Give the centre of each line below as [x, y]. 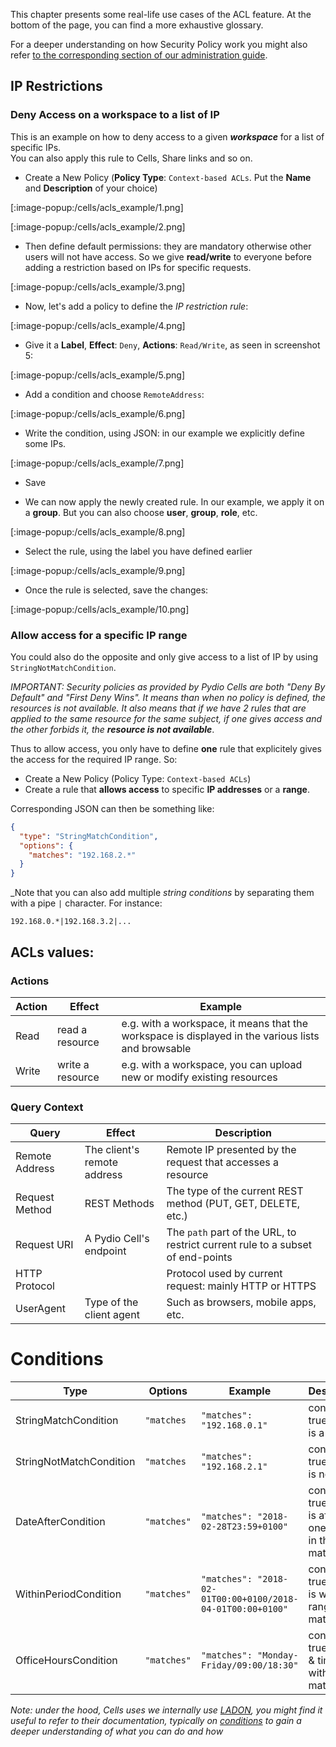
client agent [112, 1315]
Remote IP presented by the [231, 1150]
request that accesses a [222, 1162]
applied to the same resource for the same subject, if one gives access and [166, 718]
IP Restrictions [56, 86]
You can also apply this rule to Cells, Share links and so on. [131, 158]
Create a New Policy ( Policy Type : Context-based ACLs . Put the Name [168, 177]
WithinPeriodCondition [68, 1594]
